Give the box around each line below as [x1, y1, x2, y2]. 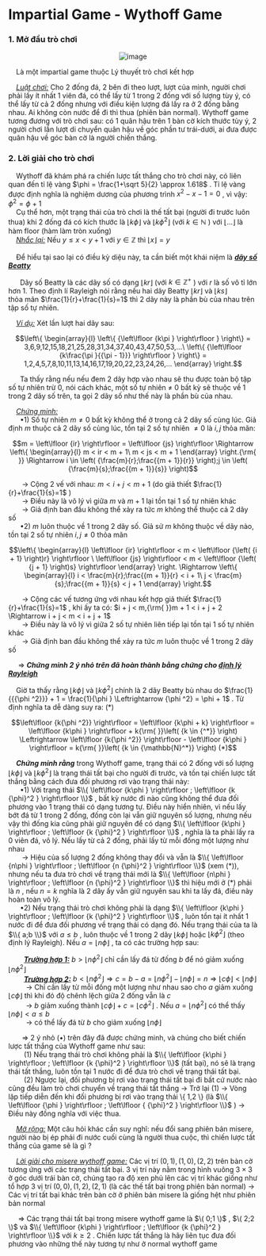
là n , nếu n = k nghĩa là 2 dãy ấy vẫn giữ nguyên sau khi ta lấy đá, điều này [8, 886, 253, 895]
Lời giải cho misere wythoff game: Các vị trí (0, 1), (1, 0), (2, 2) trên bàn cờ [15, 1156, 253, 1166]
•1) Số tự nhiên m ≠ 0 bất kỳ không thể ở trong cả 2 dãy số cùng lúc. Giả [19, 415, 257, 425]
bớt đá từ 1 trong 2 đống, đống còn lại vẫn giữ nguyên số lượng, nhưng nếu [8, 810, 252, 820]
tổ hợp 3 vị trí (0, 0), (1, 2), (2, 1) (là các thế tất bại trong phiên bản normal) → [8, 1181, 255, 1191]
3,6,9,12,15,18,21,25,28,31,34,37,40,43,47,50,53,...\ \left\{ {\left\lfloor [24, 343, 242, 352]
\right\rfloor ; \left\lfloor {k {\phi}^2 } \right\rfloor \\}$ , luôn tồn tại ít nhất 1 [8, 911, 249, 921]
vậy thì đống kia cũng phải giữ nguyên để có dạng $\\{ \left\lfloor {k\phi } [8, 818, 246, 828]
